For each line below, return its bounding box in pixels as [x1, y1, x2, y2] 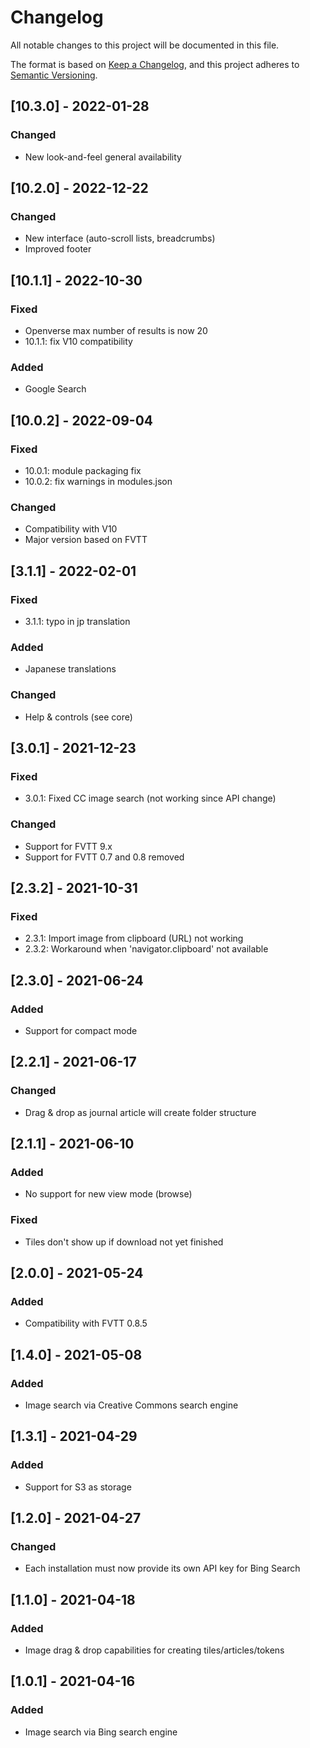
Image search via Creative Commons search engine [24, 1399, 239, 1411]
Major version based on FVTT [24, 534, 148, 546]
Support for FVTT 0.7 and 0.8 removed [24, 851, 185, 863]
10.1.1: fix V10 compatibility [24, 336, 133, 347]
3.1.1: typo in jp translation [24, 615, 131, 627]
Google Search [24, 383, 87, 395]
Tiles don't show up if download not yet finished [24, 1236, 224, 1248]
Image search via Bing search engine [24, 1726, 178, 1738]
